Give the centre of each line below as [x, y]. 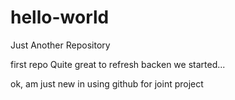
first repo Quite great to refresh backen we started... [118, 64]
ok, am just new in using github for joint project [107, 83]
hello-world [60, 17]
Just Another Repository [60, 45]
